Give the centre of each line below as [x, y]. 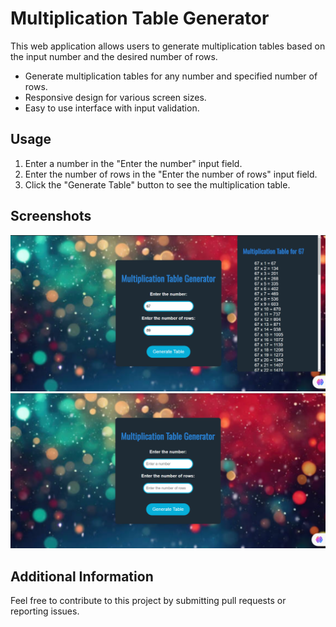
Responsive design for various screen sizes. [115, 97]
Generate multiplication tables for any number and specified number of [171, 76]
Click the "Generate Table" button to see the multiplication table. [157, 184]
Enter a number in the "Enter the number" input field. [133, 163]
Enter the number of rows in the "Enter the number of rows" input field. [171, 174]
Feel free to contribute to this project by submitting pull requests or [148, 600]
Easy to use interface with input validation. [112, 108]
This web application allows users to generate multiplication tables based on [168, 46]
